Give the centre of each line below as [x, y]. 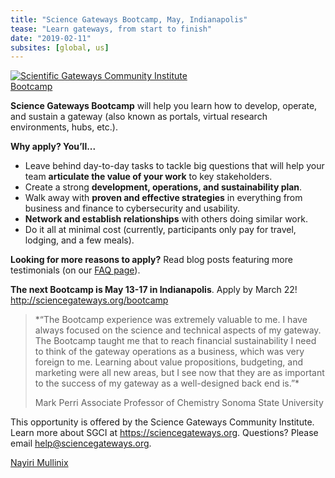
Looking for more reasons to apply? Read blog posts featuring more [151, 260]
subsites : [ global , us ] [60, 47]
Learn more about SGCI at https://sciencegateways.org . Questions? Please [164, 433]
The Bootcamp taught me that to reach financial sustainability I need [175, 341]
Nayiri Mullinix [39, 463]
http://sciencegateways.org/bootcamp [89, 300]
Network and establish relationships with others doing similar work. [166, 219]
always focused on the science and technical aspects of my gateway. [178, 330]
